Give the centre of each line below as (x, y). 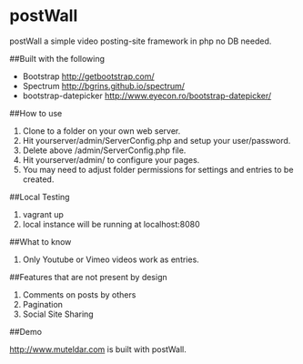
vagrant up (43, 214)
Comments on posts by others (79, 294)
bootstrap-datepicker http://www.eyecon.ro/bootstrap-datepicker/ (147, 96)
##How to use (36, 113)
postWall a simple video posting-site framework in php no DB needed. (141, 41)
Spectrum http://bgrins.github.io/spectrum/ (103, 86)
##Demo (26, 331)
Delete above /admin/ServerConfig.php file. (104, 150)
